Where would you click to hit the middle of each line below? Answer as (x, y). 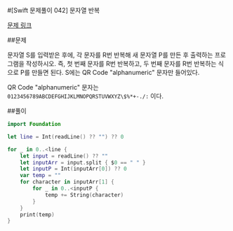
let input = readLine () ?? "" (64, 156)
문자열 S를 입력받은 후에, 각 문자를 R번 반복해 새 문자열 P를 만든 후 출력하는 (110, 55)
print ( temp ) (37, 215)
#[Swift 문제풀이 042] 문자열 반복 (54, 10)
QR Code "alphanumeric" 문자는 (53, 87)
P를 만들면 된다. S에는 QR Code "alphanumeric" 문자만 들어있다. (110, 72)
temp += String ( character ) (84, 195)
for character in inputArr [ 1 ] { (67, 182)
